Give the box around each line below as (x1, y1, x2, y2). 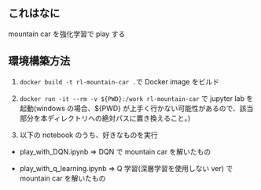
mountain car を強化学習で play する (8, 29, 126, 39)
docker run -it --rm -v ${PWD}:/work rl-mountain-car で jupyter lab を (19, 93, 254, 103)
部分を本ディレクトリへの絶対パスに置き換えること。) (19, 113, 191, 123)
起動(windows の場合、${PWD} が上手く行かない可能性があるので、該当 (19, 103, 254, 113)
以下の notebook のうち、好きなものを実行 (19, 130, 158, 140)
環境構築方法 (8, 54, 71, 68)
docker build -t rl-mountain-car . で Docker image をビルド (19, 76, 220, 86)
